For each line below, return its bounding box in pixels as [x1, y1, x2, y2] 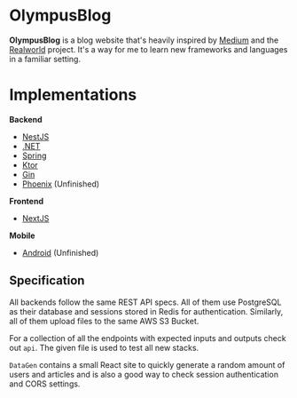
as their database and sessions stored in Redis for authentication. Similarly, [9, 306, 284, 316]
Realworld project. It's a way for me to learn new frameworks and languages [9, 44, 288, 54]
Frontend [9, 195, 44, 206]
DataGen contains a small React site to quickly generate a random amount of [9, 359, 285, 370]
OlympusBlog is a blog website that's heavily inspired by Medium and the [9, 35, 279, 45]
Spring [21, 150, 47, 161]
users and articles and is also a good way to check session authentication [9, 369, 279, 379]
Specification [9, 273, 85, 289]
